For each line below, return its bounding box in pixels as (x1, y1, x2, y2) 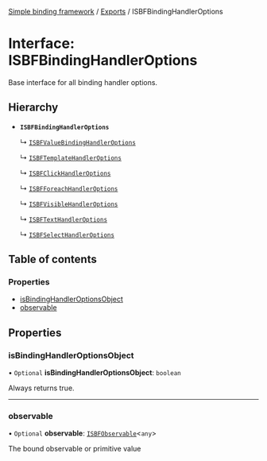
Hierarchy (8, 101, 59, 114)
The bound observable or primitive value (8, 444, 141, 454)
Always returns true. (8, 383, 75, 393)
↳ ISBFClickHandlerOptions (19, 168, 111, 177)
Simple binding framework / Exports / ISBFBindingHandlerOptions (8, 7, 224, 16)
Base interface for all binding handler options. (8, 77, 157, 87)
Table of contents (8, 253, 97, 266)
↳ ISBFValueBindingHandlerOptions (19, 137, 137, 146)
